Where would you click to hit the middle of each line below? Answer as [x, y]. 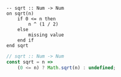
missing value [46, 35]
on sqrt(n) [20, 13]
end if [26, 40]
